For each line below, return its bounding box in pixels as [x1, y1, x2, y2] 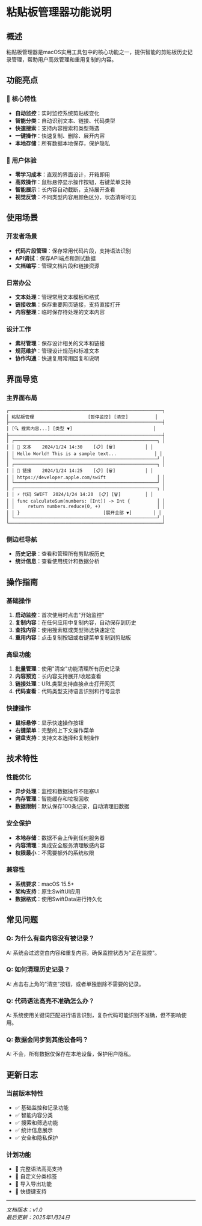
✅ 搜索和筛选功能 [14, 1119, 58, 1126]
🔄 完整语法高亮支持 [14, 1165, 63, 1172]
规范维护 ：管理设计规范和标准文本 [14, 347, 100, 355]
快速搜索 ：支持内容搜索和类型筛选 [14, 124, 100, 132]
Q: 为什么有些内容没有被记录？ [6, 934, 95, 943]
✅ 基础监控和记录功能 [14, 1104, 69, 1111]
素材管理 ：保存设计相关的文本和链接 [14, 340, 105, 347]
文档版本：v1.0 [6, 1206, 43, 1213]
